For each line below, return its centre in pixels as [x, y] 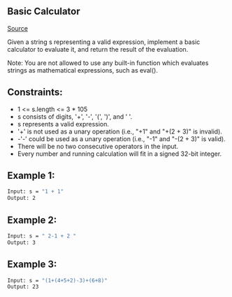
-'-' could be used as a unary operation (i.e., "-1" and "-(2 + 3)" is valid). [121, 138]
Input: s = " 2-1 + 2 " [42, 236]
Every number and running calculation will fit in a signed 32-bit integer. [119, 154]
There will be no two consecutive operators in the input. [98, 146]
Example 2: [32, 220]
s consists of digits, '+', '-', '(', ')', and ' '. [75, 116]
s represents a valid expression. [63, 124]
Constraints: [35, 93]
